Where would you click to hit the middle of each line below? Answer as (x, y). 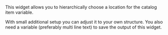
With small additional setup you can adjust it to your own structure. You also (84, 22)
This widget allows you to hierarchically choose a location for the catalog (81, 7)
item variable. (19, 12)
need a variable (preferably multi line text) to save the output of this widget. (84, 27)
